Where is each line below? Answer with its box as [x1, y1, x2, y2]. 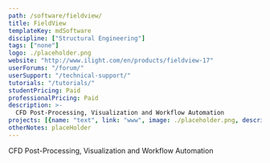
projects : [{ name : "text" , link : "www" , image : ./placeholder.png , [8, 116, 239, 124]
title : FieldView [8, 19, 67, 27]
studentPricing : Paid [8, 86, 81, 95]
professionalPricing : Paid [8, 94, 99, 102]
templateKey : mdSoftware [8, 26, 92, 35]
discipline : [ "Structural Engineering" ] [8, 34, 146, 43]
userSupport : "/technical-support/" [8, 71, 131, 79]
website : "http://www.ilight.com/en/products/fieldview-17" [8, 57, 215, 65]
